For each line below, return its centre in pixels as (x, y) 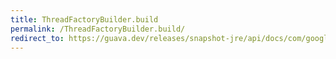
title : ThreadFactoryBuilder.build (84, 19)
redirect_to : (37, 38)
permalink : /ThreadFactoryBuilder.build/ (98, 29)
